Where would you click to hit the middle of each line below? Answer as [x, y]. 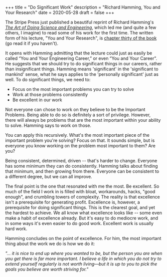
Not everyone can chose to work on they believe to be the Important [75, 110]
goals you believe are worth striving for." [47, 269]
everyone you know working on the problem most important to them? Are [81, 146]
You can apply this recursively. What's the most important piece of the [77, 135]
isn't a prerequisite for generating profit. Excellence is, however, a [73, 202]
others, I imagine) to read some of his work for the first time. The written [79, 33]
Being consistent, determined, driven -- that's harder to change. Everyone [81, 161]
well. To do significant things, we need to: [48, 80]
